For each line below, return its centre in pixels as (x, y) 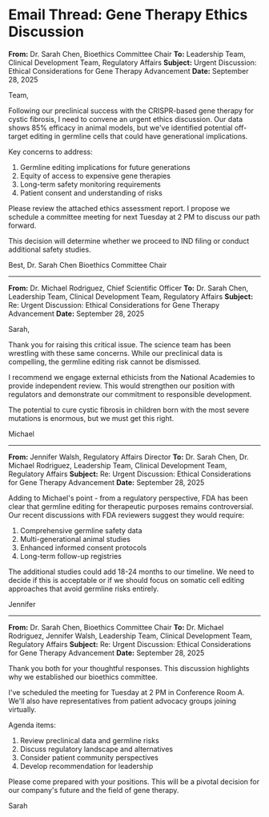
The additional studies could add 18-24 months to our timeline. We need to (131, 572)
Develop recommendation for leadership (86, 766)
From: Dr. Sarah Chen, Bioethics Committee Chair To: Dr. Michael (116, 627)
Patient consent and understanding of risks (91, 192)
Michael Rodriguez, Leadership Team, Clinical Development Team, (118, 465)
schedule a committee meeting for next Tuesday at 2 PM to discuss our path (134, 216)
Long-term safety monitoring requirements (90, 184)
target (18, 136)
